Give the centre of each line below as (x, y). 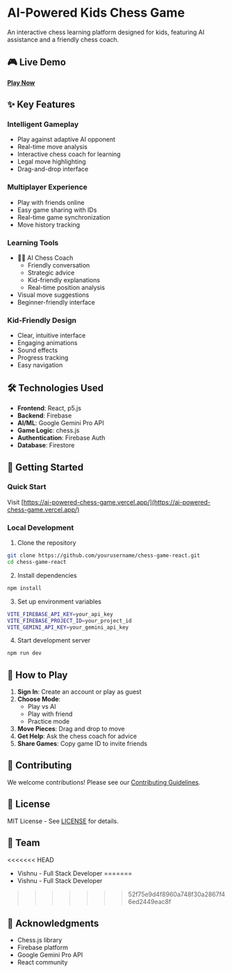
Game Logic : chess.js (48, 431)
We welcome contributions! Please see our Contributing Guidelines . (104, 782)
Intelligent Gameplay (43, 125)
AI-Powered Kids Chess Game (96, 13)
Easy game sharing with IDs (57, 210)
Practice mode (49, 721)
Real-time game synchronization (64, 217)
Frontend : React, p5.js (49, 408)
